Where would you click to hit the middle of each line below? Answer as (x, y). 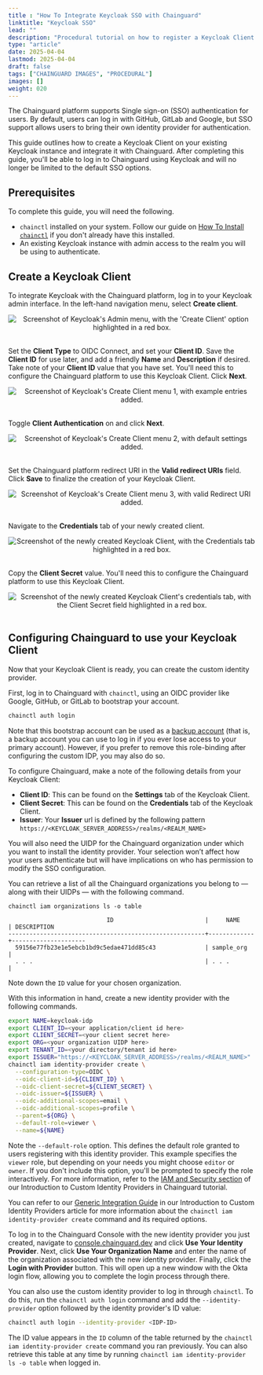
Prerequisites (42, 192)
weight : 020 (27, 88)
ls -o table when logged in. (55, 1362)
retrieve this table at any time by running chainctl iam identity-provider (127, 1354)
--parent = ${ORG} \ (46, 1116)
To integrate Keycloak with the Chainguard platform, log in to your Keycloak (130, 295)
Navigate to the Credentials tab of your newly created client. (106, 526)
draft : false (29, 67)
